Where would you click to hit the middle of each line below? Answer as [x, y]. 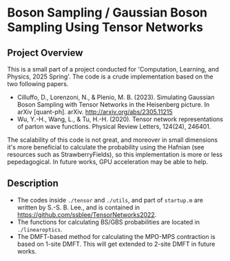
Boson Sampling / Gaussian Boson [107, 13]
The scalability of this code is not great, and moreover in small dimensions [113, 140]
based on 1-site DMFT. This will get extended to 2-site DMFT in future [116, 244]
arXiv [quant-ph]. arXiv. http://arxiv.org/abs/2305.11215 [95, 112]
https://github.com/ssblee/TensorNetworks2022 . [87, 214]
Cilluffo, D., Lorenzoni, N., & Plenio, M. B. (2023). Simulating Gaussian [116, 97]
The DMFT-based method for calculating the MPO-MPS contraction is [116, 236]
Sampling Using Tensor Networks [105, 27]
